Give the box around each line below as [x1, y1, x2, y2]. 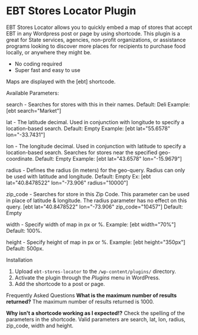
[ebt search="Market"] [6, 107, 61, 114]
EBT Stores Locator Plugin [6, 4, 137, 18]
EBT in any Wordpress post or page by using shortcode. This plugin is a [6, 30, 180, 37]
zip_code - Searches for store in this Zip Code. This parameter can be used [6, 190, 190, 197]
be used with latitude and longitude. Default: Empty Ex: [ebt [6, 173, 151, 180]
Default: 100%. [6, 227, 43, 234]
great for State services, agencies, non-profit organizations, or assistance [6, 36, 186, 43]
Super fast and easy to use [14, 66, 81, 73]
